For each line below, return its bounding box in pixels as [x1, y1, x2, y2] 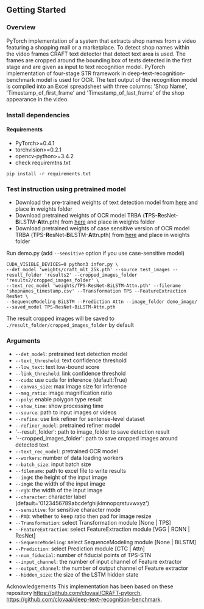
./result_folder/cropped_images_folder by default [6, 321, 134, 329]
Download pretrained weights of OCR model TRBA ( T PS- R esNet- [15, 212, 178, 219]
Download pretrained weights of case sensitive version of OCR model [15, 225, 190, 232]
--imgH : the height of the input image [15, 473, 108, 481]
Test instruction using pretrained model [6, 184, 126, 193]
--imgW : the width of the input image [15, 480, 105, 487]
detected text [15, 441, 49, 448]
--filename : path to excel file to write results [15, 467, 127, 475]
